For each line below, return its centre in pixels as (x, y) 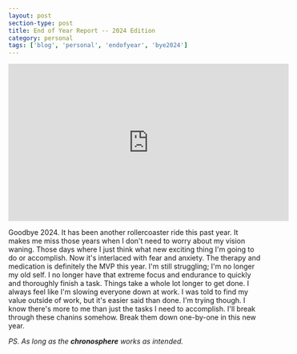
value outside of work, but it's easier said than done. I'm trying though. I (127, 300)
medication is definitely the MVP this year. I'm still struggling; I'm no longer (131, 266)
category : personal (41, 38)
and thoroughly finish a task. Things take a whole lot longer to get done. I (129, 284)
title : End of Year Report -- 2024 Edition (82, 30)
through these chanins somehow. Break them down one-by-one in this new (132, 317)
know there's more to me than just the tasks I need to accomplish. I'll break (132, 309)
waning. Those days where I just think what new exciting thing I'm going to (131, 249)
